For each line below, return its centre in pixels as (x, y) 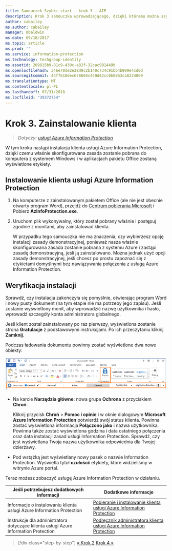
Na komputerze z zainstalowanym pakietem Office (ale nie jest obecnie (88, 201)
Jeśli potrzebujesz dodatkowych (48, 489)
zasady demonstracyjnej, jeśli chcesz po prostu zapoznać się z (79, 259)
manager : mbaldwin (25, 33)
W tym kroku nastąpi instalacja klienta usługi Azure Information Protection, (84, 147)
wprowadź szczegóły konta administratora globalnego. (63, 314)
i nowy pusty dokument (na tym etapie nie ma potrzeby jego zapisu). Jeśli (83, 303)
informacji (48, 495)
